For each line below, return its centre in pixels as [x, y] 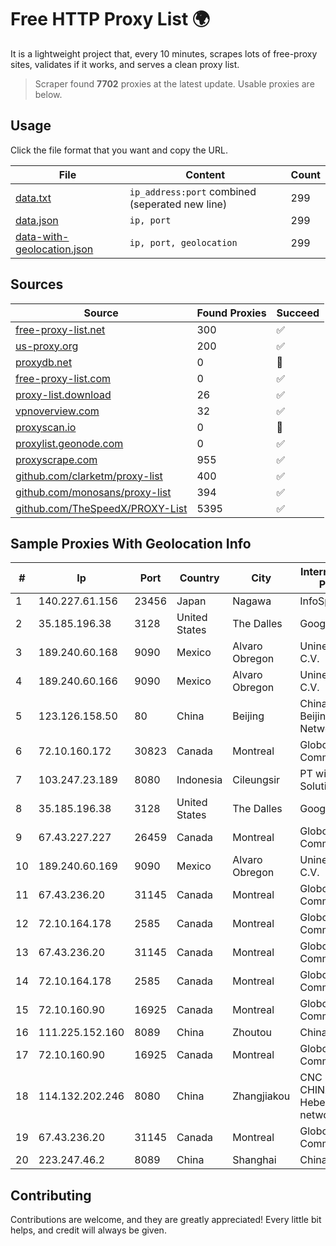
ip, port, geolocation [183, 242]
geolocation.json [54, 249]
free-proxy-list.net [60, 329]
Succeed [298, 313]
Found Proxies [231, 313]
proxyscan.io [46, 427]
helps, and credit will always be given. [88, 1230]
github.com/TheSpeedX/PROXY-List [101, 508]
